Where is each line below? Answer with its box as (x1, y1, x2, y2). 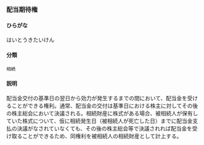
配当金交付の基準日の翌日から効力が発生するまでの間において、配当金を (6, 94, 188, 101)
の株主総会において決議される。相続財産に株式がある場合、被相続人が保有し (6, 109, 199, 116)
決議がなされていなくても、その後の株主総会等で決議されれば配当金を (16, 124, 193, 132)
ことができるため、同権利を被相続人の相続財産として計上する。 (22, 132, 183, 140)
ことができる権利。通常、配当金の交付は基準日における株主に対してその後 (11, 102, 198, 109)
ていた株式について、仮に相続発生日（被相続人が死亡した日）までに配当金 (6, 117, 193, 124)
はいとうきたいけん (6, 36, 55, 44)
